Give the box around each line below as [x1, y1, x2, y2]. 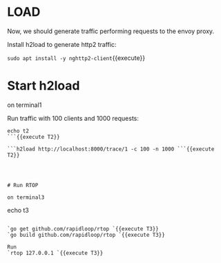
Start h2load [7, 78, 80, 94]
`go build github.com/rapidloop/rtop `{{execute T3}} [7, 231, 166, 238]
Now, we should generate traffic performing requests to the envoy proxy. [7, 27, 215, 35]
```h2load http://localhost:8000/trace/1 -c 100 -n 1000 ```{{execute [7, 146, 215, 153]
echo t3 [7, 206, 29, 214]
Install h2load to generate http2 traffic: [7, 40, 117, 48]
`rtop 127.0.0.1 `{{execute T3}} [7, 249, 104, 256]
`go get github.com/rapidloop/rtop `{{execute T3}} [7, 225, 159, 232]
